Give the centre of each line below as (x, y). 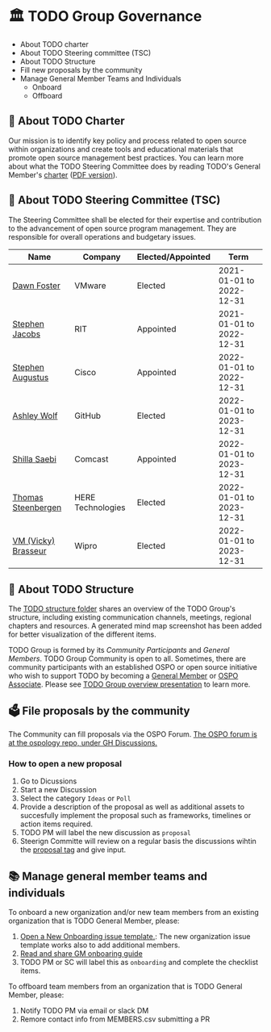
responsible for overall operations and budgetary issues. (102, 236)
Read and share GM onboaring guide (81, 954)
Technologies (100, 508)
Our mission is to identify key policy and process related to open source (128, 140)
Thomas (28, 497)
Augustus (31, 377)
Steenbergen (37, 508)
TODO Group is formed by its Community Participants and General (119, 650)
